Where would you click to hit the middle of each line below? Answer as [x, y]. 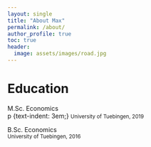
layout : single [30, 14]
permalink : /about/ [36, 27]
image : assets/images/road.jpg [60, 54]
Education [38, 89]
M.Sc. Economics [33, 108]
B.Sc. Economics [32, 129]
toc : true [22, 40]
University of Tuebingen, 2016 [44, 136]
